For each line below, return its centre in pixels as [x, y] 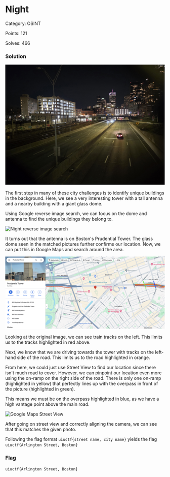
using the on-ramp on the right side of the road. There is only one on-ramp [83, 378]
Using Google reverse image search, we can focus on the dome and [76, 214]
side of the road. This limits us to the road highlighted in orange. [83, 357]
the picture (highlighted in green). [40, 389]
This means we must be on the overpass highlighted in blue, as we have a [82, 399]
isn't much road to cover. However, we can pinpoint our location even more [83, 373]
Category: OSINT [23, 23]
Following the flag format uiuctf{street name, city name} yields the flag [81, 439]
